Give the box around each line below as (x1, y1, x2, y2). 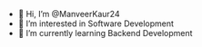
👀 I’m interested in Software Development (17, 18, 175, 29)
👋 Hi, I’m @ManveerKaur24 (17, 9, 120, 19)
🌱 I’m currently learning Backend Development (17, 28, 193, 38)
